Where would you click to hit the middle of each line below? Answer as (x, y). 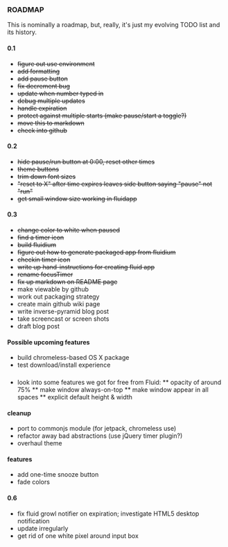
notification (33, 521)
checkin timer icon (44, 260)
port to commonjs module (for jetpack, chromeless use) (97, 429)
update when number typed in (60, 93)
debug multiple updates (51, 101)
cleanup (19, 413)
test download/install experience (64, 365)
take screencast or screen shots (63, 319)
